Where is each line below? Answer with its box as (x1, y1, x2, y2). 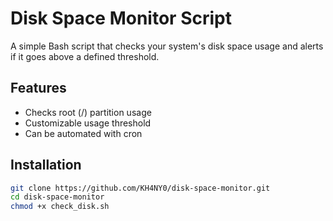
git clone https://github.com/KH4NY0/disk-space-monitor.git (10, 183, 271, 193)
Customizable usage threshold (24, 117, 152, 129)
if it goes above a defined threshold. (10, 50, 160, 62)
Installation (10, 157, 82, 174)
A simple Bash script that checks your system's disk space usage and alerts (10, 40, 324, 52)
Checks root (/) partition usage (24, 106, 152, 118)
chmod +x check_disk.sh (10, 202, 110, 212)
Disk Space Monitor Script (10, 7, 232, 30)
